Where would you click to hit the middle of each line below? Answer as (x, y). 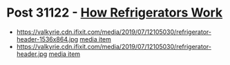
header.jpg (32, 54)
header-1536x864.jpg (47, 39)
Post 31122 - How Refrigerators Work (115, 13)
